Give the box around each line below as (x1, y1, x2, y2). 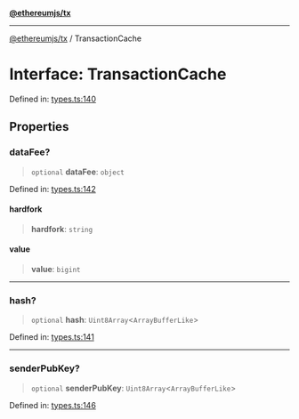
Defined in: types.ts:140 (9, 93, 96, 104)
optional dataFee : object (30, 166, 125, 177)
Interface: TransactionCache (9, 64, 227, 85)
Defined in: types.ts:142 (9, 183, 96, 194)
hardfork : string (30, 223, 93, 234)
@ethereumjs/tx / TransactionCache (9, 33, 142, 44)
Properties (9, 119, 69, 134)
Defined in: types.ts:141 (9, 332, 95, 342)
